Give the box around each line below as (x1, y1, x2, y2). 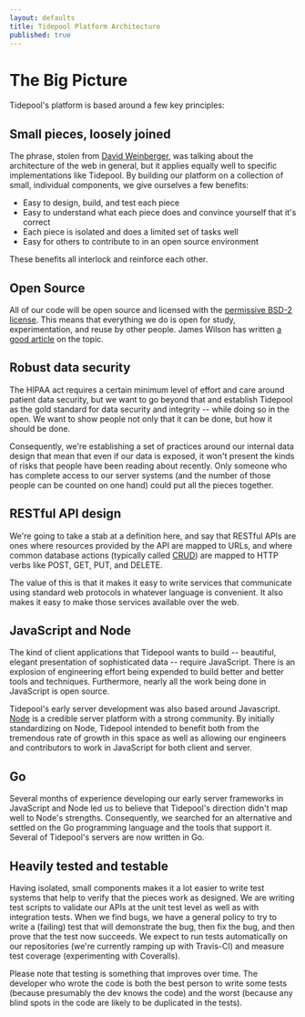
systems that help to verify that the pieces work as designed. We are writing (9, 892, 295, 903)
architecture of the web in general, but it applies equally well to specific (9, 161, 278, 172)
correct (22, 216, 51, 228)
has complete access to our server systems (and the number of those (9, 469, 271, 480)
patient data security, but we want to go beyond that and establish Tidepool (9, 393, 293, 404)
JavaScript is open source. (9, 686, 110, 697)
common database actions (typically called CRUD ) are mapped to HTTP (9, 550, 280, 561)
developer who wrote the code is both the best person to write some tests (9, 978, 288, 989)
